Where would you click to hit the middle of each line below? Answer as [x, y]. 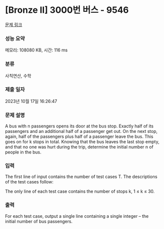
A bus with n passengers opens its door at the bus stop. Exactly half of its [79, 126]
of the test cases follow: [29, 182]
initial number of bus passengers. [39, 221]
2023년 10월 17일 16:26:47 [31, 101]
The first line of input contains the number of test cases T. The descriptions [81, 177]
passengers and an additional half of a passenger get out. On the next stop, [81, 131]
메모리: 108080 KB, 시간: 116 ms [36, 50]
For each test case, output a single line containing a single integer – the [77, 216]
